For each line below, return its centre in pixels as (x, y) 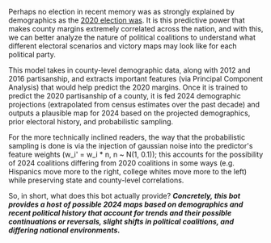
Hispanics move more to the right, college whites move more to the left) (128, 172)
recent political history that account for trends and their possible (120, 213)
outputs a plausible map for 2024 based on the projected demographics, (129, 113)
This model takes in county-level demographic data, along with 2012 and (129, 70)
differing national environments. (64, 230)
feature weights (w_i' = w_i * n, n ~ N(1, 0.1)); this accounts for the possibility (136, 154)
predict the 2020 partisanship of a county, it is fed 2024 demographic (125, 96)
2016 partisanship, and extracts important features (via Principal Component (136, 79)
